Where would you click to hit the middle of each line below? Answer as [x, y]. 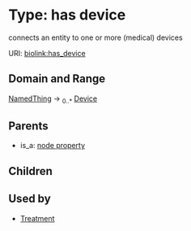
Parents [28, 126]
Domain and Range [57, 79]
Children [30, 171]
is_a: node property [53, 146]
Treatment [37, 218]
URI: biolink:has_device [47, 53]
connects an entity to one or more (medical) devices [96, 37]
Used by [30, 199]
